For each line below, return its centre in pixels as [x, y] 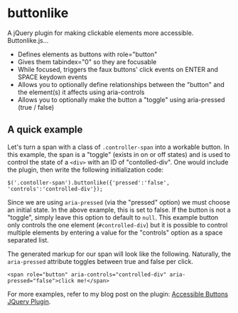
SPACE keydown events [52, 77]
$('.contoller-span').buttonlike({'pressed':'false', [89, 183]
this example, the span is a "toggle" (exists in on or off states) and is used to [119, 154]
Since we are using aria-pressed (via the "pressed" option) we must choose [119, 202]
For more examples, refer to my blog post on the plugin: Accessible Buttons [118, 294]
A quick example [45, 130]
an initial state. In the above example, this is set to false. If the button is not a [119, 210]
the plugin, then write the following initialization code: [86, 170]
